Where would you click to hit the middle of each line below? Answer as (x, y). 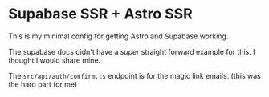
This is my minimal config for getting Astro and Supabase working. (118, 36)
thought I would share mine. (55, 60)
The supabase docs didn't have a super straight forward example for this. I (132, 51)
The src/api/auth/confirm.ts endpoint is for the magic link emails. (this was (134, 75)
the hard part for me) (43, 84)
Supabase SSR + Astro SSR (100, 14)
